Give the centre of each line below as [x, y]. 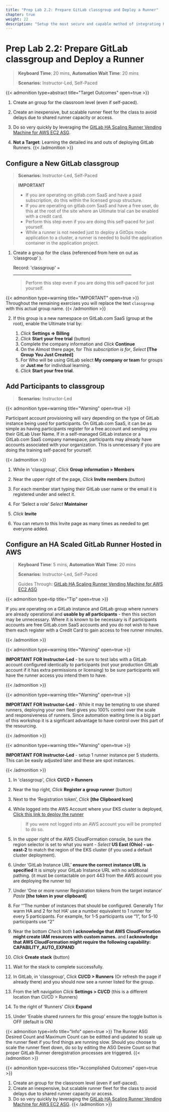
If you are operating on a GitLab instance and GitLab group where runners [82, 608]
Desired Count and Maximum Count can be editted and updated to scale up [84, 1037]
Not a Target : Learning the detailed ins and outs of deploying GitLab [83, 142]
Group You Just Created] [47, 355]
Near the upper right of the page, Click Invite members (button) [79, 479]
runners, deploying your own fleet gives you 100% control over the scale [81, 710]
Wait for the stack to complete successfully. [58, 966]
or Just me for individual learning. [55, 365]
